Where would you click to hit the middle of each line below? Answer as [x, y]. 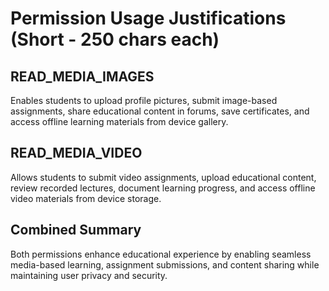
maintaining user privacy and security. [89, 275]
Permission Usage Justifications [148, 18]
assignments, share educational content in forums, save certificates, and [160, 111]
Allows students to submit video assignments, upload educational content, [163, 177]
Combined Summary [76, 230]
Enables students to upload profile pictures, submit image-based [144, 100]
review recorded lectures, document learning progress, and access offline [163, 188]
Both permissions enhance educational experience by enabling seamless [161, 254]
